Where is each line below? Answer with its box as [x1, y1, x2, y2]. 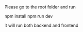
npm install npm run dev [4, 13, 53, 19]
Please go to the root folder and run [4, 4, 76, 10]
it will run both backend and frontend [4, 22, 79, 28]
